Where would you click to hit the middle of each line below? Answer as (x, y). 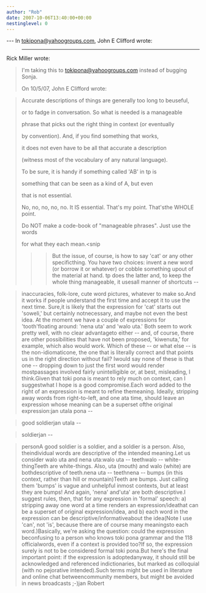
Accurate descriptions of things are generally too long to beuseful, (105, 100)
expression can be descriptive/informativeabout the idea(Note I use (107, 518)
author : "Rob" (25, 12)
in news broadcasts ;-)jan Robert (63, 583)
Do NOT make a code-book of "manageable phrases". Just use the (106, 226)
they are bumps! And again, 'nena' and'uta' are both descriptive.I (103, 492)
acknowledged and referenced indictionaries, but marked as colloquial (110, 564)
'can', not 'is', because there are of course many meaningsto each (105, 525)
